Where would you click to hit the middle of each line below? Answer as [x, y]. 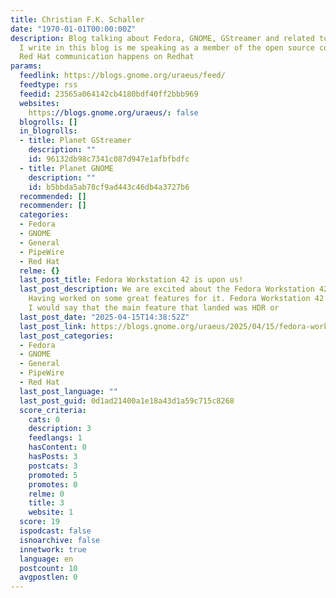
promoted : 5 [53, 475]
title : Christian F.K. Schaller [77, 19]
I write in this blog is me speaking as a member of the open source [167, 47]
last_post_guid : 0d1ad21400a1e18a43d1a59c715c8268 [127, 401]
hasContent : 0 [57, 447]
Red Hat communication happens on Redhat [107, 57]
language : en [46, 559]
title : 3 [46, 503]
